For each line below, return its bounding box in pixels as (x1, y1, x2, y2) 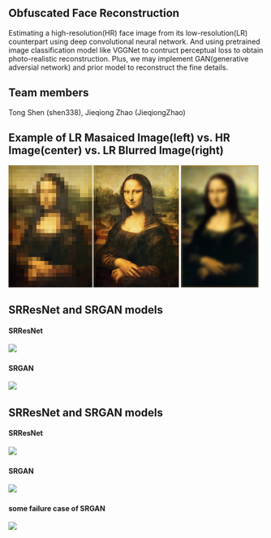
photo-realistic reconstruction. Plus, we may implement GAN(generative (8, 53, 249, 63)
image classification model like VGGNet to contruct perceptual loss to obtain (8, 45, 264, 55)
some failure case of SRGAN (8, 503, 105, 513)
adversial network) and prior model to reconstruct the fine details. (8, 62, 229, 72)
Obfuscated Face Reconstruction (8, 6, 180, 20)
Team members (8, 86, 89, 100)
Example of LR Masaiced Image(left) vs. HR (8, 131, 230, 145)
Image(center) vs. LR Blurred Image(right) (8, 143, 225, 157)
